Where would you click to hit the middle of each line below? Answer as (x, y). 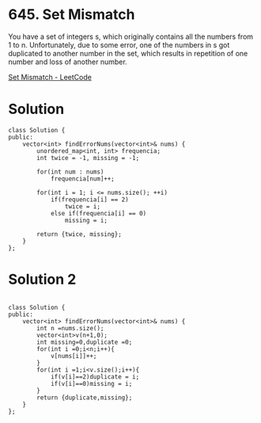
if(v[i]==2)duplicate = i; (95, 377)
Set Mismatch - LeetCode (50, 77)
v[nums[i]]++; (74, 356)
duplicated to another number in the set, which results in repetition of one (128, 53)
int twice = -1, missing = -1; (88, 158)
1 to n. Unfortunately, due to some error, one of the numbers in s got (119, 44)
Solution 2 (42, 280)
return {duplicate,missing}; (85, 398)
